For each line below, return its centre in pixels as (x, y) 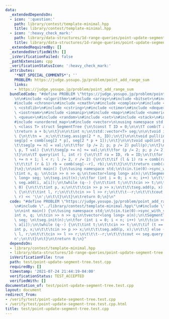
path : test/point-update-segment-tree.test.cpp (61, 262)
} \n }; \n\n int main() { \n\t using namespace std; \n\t (69, 169)
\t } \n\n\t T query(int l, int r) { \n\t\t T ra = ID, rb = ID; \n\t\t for (89, 155)
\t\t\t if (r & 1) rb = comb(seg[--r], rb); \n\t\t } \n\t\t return (82, 164)
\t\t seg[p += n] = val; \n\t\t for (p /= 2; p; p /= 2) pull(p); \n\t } (88, 145)
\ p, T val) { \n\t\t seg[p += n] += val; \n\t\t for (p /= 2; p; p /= (86, 150)
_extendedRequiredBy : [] (36, 47)
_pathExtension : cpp (31, 61)
